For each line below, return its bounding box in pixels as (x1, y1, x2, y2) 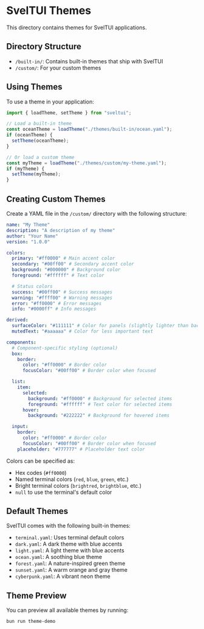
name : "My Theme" (6, 222, 50, 228)
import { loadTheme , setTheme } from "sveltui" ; (6, 110, 132, 116)
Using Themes (6, 82, 63, 92)
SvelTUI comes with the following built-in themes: (6, 522, 131, 530)
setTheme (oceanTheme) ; (12, 138, 69, 144)
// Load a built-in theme (6, 121, 72, 127)
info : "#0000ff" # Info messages (12, 306, 97, 312)
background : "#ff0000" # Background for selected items (28, 395, 172, 402)
